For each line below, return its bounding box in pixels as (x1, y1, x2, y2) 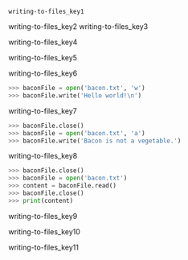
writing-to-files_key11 (8, 242, 79, 252)
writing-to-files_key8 (8, 151, 78, 161)
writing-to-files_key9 (8, 211, 78, 221)
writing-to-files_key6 (8, 68, 78, 78)
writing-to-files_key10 (8, 226, 80, 237)
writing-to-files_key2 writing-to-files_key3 (8, 22, 149, 31)
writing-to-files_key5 (8, 53, 78, 62)
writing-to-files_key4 (8, 37, 78, 47)
